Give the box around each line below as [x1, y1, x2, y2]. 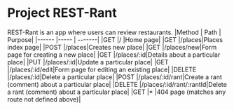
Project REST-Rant [7, 5, 117, 21]
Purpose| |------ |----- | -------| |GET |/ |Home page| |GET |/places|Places [7, 35, 223, 43]
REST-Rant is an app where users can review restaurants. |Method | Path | [7, 28, 221, 36]
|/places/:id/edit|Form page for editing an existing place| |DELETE [7, 65, 197, 74]
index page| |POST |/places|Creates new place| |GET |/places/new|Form [7, 43, 217, 51]
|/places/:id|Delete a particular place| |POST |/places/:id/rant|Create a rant [7, 72, 223, 81]
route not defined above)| [7, 95, 81, 103]
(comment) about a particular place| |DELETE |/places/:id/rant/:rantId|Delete [7, 80, 228, 88]
